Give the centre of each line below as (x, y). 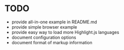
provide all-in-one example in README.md (54, 22)
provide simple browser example (44, 27)
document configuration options (44, 37)
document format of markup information (52, 42)
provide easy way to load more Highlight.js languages (65, 32)
